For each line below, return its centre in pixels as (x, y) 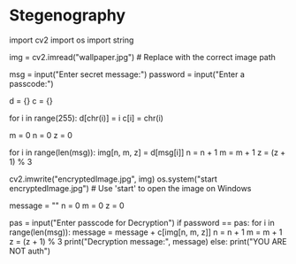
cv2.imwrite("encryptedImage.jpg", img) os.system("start (114, 179)
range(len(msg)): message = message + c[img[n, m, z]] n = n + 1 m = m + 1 (146, 232)
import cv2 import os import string (72, 40)
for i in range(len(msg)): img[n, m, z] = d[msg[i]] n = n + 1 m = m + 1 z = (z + (148, 152)
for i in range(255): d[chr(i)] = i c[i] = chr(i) (86, 118)
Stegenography (68, 16)
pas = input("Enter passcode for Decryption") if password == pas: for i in (142, 222)
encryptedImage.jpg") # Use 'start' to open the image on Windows (130, 188)
